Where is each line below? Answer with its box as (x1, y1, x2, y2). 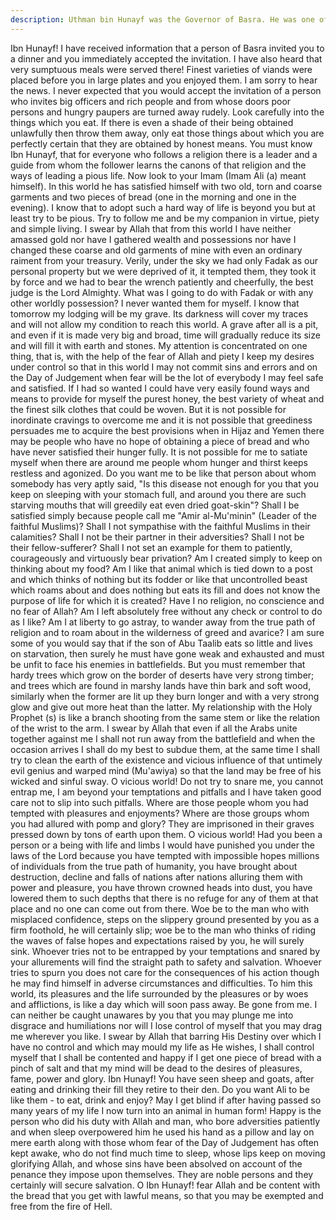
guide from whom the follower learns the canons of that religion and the (10, 159, 307, 171)
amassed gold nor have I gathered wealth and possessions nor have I (10, 233, 297, 245)
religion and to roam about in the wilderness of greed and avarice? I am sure (10, 626, 325, 638)
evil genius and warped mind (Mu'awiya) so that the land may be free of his (10, 764, 322, 776)
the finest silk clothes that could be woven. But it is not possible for (10, 403, 287, 415)
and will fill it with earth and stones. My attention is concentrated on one (10, 339, 308, 351)
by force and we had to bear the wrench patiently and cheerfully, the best (10, 276, 314, 288)
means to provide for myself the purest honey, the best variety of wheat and (10, 392, 325, 405)
